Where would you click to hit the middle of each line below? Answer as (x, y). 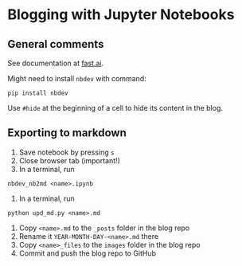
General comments (56, 44)
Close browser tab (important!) (69, 160)
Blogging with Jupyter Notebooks (121, 15)
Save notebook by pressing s (66, 152)
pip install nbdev (38, 93)
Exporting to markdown (67, 133)
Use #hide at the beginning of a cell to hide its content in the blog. (115, 108)
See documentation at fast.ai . (56, 63)
